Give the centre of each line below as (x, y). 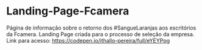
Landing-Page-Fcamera (68, 11)
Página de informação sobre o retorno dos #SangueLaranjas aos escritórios (101, 28)
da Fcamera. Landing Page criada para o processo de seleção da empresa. (100, 34)
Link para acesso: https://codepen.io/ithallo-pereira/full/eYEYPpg (88, 40)
